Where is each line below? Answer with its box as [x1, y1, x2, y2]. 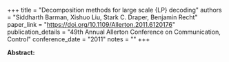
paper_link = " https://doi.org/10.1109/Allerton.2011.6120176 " [7, 21, 176, 28]
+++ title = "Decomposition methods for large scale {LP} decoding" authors [7, 6, 222, 14]
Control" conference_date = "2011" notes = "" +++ [7, 35, 150, 43]
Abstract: [7, 48, 35, 56]
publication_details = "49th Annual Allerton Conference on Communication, [7, 28, 221, 36]
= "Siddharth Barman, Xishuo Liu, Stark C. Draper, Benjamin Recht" [7, 13, 198, 21]
